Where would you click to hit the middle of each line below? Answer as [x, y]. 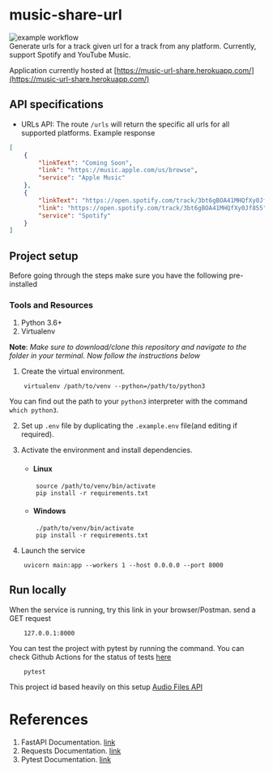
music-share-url [66, 15]
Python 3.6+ [42, 323]
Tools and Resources [51, 304]
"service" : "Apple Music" [82, 178]
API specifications [56, 104]
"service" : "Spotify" [75, 216]
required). [38, 434]
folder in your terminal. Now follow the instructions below [105, 356]
